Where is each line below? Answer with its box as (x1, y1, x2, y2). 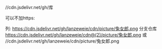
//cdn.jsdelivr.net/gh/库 (5, 4, 53, 10)
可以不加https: (5, 15, 35, 21)
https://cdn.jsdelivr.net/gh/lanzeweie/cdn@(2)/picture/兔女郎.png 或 (5, 32, 147, 37)
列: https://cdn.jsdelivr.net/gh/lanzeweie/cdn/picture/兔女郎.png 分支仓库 (5, 25, 157, 31)
